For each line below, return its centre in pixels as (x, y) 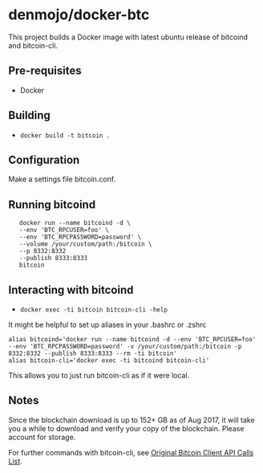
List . (15, 461)
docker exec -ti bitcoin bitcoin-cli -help (94, 310)
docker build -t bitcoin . (65, 135)
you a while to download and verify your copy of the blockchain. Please (126, 428)
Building (29, 115)
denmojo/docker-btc (79, 15)
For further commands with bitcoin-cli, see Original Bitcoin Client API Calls (131, 452)
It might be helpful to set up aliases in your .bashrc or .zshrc (107, 324)
